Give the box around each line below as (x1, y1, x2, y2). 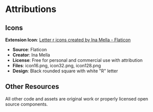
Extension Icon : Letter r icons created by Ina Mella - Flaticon (5, 37, 131, 43)
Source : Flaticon (12, 47, 47, 52)
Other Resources (5, 82, 59, 91)
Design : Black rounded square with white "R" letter (12, 68, 118, 74)
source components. (5, 101, 48, 107)
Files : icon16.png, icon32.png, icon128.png (12, 63, 101, 68)
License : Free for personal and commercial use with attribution (12, 57, 143, 63)
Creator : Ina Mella (12, 52, 50, 58)
